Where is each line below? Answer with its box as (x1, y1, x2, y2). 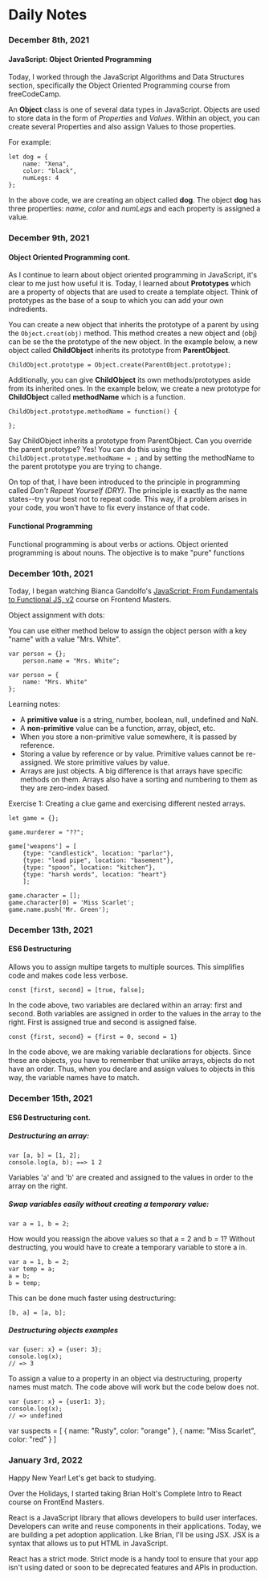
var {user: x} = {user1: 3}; (8, 1397, 106, 1406)
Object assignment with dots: (8, 609, 105, 620)
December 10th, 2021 (8, 568, 94, 579)
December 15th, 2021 (8, 1092, 93, 1103)
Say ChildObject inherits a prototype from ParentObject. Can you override (8, 436, 252, 445)
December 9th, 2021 (8, 232, 90, 244)
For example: (8, 137, 52, 147)
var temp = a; (8, 1265, 56, 1273)
